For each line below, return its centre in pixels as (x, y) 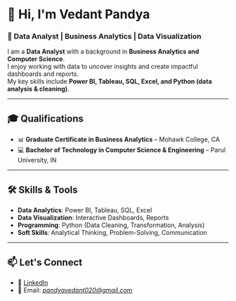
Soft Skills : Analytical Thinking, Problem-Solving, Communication (112, 233)
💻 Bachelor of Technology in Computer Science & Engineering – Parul (122, 150)
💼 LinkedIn (33, 282)
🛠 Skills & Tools (43, 190)
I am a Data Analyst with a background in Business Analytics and (103, 51)
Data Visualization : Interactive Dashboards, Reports (93, 218)
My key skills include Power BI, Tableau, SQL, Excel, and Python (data (110, 82)
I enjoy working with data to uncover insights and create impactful (103, 67)
